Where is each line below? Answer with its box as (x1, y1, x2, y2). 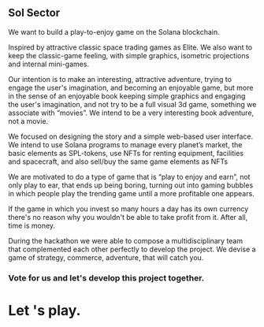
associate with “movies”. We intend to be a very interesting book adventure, (8, 108, 255, 117)
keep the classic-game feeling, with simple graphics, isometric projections (8, 50, 250, 60)
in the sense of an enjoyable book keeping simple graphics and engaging (8, 91, 246, 101)
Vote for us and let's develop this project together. (8, 272, 205, 283)
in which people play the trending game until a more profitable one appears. (8, 188, 255, 198)
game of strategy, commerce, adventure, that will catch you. (8, 252, 204, 262)
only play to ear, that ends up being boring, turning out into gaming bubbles (8, 180, 254, 190)
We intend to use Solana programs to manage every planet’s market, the (8, 139, 243, 149)
